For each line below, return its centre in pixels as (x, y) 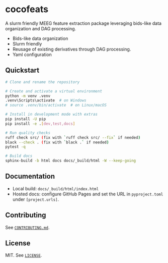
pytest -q (16, 147)
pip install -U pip (26, 119)
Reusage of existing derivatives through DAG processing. (72, 49)
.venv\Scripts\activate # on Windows (46, 100)
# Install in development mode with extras (52, 115)
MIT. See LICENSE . (24, 255)
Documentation (30, 176)
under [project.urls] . (36, 199)
